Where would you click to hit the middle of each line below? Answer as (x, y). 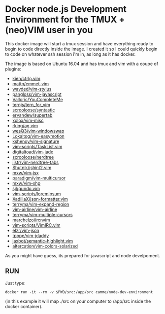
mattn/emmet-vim (31, 84)
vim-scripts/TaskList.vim (37, 146)
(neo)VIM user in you (49, 30)
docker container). (24, 306)
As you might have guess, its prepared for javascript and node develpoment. (83, 255)
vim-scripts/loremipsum (36, 194)
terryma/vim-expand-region (41, 204)
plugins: (13, 69)
